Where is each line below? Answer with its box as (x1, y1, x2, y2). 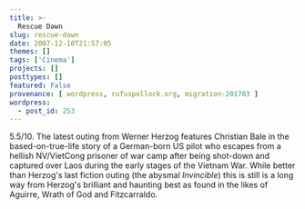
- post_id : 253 (17, 106, 76, 115)
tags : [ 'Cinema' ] (9, 55, 76, 65)
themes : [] (9, 47, 51, 56)
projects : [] (9, 65, 59, 74)
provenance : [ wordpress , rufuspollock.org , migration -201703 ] (9, 89, 259, 98)
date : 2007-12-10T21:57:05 (9, 38, 112, 48)
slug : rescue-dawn (9, 30, 79, 39)
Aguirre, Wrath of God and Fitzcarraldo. (9, 189, 158, 200)
